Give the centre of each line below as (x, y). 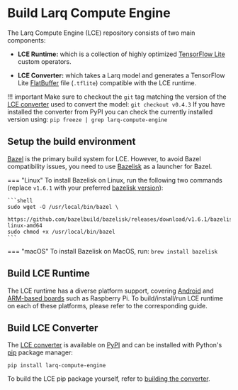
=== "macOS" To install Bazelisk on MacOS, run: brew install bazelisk (113, 251)
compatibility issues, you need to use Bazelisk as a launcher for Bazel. (110, 166)
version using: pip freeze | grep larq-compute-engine (87, 119)
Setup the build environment (72, 142)
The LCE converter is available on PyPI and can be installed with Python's (115, 345)
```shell (20, 200)
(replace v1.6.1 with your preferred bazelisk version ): (85, 188)
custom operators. (45, 61)
